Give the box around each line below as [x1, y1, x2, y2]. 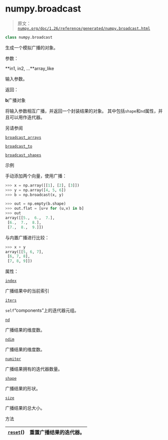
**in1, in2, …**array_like [5, 65, 54, 71]
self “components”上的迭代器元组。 [5, 307, 79, 313]
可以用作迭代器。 [9, 114, 45, 120]
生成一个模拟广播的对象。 [5, 44, 58, 50]
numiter [5, 356, 22, 362]
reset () [8, 429, 25, 436]
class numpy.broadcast [5, 35, 53, 40]
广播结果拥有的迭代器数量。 [5, 366, 63, 372]
